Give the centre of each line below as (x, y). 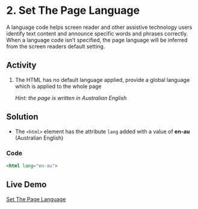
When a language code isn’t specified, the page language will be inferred (97, 40)
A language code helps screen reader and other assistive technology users (99, 27)
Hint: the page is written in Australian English (71, 98)
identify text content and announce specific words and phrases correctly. (97, 33)
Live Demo (26, 185)
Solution (22, 117)
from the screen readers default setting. (56, 46)
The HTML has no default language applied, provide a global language (102, 80)
